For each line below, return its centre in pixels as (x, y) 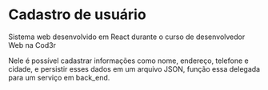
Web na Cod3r (32, 45)
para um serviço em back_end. (59, 77)
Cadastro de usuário (77, 15)
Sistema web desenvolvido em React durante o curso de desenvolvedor (127, 37)
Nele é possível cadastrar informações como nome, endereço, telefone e (129, 61)
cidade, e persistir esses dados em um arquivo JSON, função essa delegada (134, 68)
